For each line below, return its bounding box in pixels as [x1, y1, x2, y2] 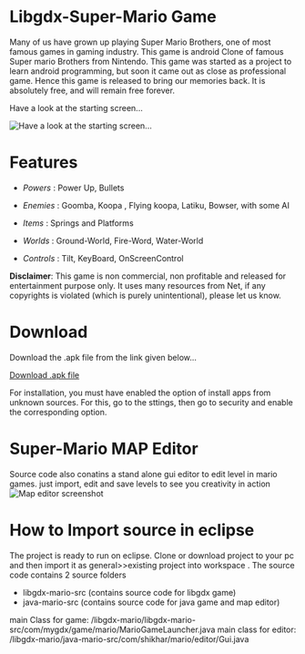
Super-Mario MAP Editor [9, 439, 198, 459]
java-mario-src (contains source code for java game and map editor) [22, 597, 280, 608]
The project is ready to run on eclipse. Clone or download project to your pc [9, 549, 294, 561]
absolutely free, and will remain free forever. [9, 85, 176, 96]
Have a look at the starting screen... [9, 102, 143, 113]
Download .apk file [9, 369, 80, 380]
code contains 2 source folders [9, 569, 127, 580]
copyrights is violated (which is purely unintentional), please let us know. [9, 290, 282, 301]
